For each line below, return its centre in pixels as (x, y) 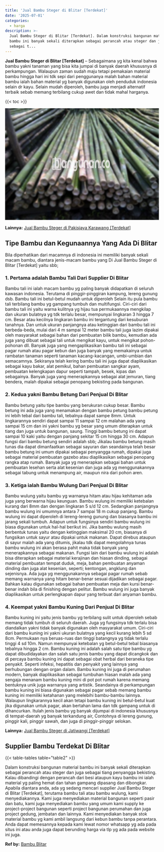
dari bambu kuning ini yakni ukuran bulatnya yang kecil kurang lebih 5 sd (78, 633)
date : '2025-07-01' (25, 15)
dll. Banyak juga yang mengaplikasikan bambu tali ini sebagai (85, 345)
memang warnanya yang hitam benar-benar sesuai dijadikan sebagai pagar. (81, 579)
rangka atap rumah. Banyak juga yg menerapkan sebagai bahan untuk (76, 462)
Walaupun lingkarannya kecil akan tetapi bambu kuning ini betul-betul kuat (80, 701)
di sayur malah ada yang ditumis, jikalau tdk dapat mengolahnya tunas (76, 542)
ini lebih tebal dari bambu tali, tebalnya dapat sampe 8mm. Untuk (70, 415)
